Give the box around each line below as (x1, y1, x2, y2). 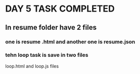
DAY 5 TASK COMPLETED (5, 3, 115, 15)
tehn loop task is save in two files (5, 51, 88, 58)
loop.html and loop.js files (5, 63, 59, 69)
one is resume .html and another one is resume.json (5, 38, 135, 45)
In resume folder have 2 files (5, 23, 97, 32)
